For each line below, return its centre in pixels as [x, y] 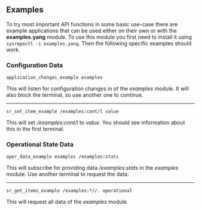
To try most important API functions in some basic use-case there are [92, 24]
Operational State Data [40, 145]
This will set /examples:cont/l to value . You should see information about [96, 123]
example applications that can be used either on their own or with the [92, 30]
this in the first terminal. [35, 129]
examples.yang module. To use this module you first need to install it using [99, 37]
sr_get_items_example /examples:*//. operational [69, 191]
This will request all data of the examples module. [67, 202]
